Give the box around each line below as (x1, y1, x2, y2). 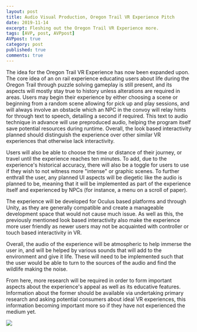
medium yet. (6, 308, 36, 315)
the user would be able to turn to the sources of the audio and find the (6, 259, 176, 266)
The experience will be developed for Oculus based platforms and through (6, 198, 186, 205)
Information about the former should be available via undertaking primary (6, 289, 184, 296)
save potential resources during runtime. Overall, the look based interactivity (6, 125, 192, 132)
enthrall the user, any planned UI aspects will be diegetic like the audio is (6, 174, 182, 181)
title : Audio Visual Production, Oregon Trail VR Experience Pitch (6, 14, 175, 20)
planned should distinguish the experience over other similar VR (6, 131, 161, 138)
